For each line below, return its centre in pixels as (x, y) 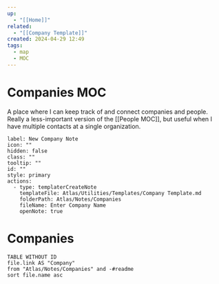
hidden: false (28, 151)
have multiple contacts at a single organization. (74, 126)
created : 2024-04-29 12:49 (46, 39)
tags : (15, 45)
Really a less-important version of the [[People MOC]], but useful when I (109, 119)
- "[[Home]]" (32, 20)
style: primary (29, 175)
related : (20, 26)
